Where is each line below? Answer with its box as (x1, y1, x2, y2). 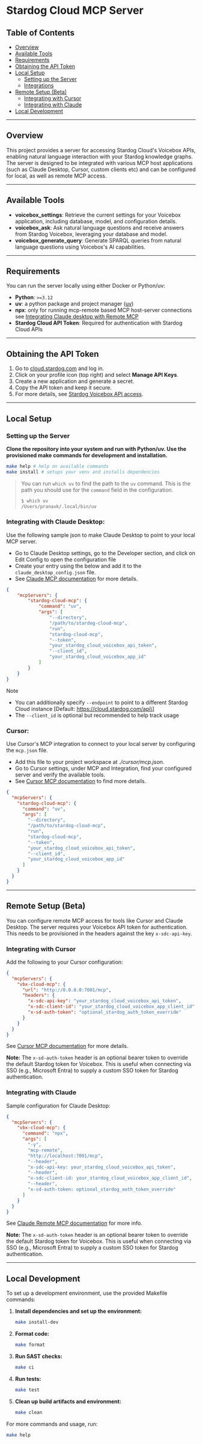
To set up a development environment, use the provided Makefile (6, 1289, 168, 1297)
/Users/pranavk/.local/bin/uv (20, 503, 97, 509)
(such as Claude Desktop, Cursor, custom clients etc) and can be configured (6, 166, 196, 173)
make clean (14, 1409, 43, 1415)
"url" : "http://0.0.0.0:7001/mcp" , (22, 987, 112, 993)
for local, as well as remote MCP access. (6, 172, 107, 179)
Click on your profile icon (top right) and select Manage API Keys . (14, 371, 179, 379)
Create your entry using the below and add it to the (14, 562, 142, 569)
